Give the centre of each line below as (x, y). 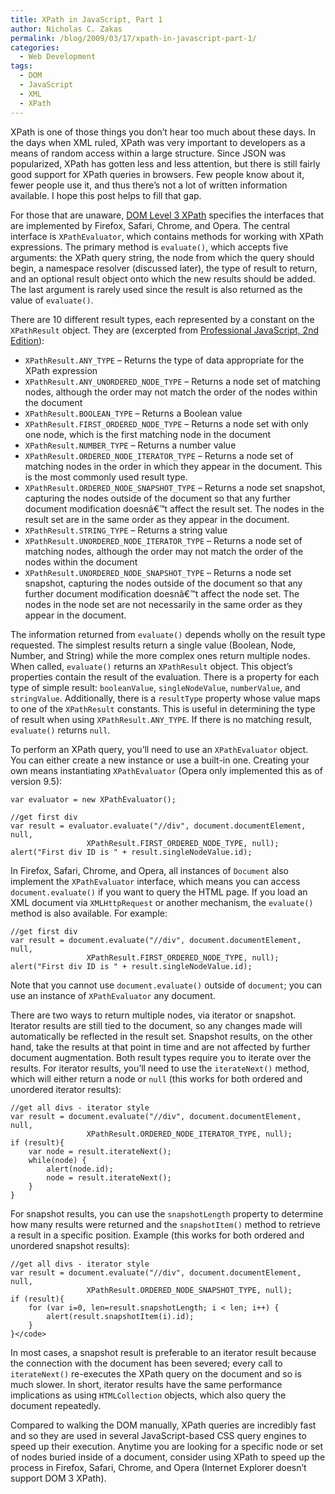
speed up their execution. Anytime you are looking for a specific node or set (167, 1446)
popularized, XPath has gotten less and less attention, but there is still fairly (165, 163)
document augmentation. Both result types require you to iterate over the (161, 1057)
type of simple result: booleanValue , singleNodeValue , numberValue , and (155, 687)
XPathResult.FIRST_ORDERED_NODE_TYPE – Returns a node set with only (166, 423)
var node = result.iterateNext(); (100, 1151)
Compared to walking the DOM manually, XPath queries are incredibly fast (163, 1425)
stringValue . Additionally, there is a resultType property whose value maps (165, 698)
